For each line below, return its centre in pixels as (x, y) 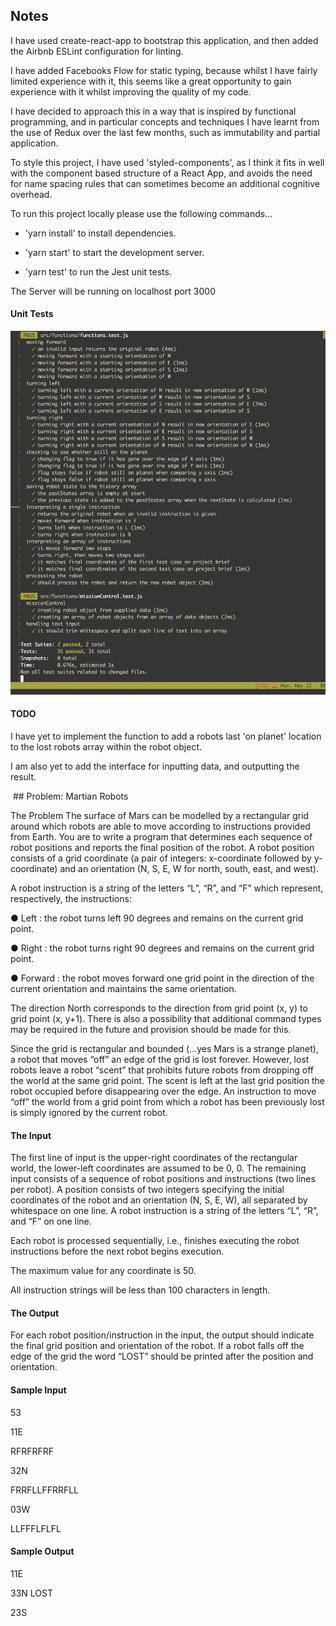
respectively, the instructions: (71, 899)
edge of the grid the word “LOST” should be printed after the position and (162, 1356)
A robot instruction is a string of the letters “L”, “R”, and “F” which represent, (167, 888)
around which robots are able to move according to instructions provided (160, 826)
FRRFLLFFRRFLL (45, 1490)
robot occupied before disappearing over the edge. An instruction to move (163, 1091)
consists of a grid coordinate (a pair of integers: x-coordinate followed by (161, 858)
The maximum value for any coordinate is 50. (103, 1271)
